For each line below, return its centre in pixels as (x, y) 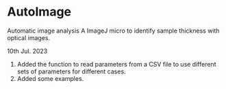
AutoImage (39, 12)
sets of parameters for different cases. (71, 71)
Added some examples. (50, 78)
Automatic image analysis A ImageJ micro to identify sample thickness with (114, 31)
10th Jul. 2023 (27, 51)
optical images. (28, 37)
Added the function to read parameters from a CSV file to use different (116, 64)
